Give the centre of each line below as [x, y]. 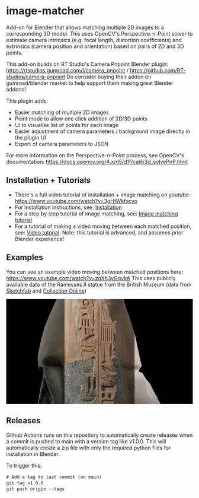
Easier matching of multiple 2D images [62, 112]
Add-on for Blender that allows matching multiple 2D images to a [85, 27]
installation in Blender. [33, 454]
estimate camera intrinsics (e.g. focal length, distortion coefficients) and [94, 40]
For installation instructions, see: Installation [68, 207]
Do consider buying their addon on [109, 77]
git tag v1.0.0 [25, 483]
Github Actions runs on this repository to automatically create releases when [99, 435]
